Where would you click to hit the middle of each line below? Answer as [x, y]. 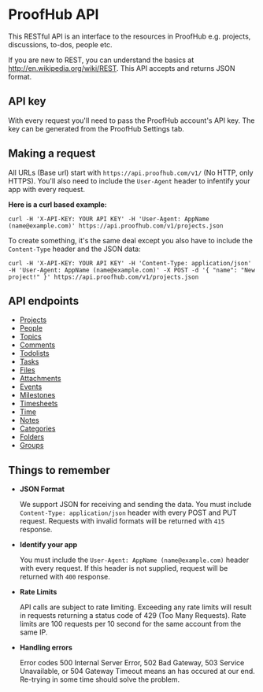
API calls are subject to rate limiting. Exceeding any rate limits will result [135, 607]
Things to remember [59, 470]
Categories [37, 429]
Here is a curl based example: [58, 204]
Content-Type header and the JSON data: [74, 249]
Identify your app [48, 545]
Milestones [37, 395]
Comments [37, 345]
